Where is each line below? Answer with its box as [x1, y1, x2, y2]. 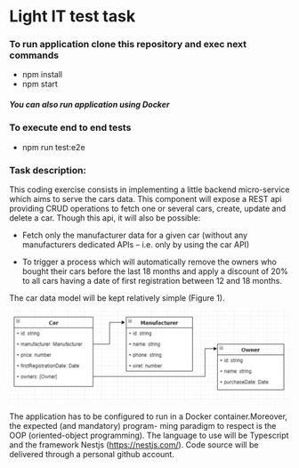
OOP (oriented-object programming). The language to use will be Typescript [9, 430, 289, 440]
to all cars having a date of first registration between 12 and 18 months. [21, 276, 283, 286]
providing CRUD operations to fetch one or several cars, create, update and [9, 203, 287, 214]
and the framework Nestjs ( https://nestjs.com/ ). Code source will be [9, 439, 259, 450]
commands [9, 49, 60, 61]
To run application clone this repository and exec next [9, 38, 247, 51]
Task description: [9, 164, 87, 176]
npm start [21, 78, 58, 90]
